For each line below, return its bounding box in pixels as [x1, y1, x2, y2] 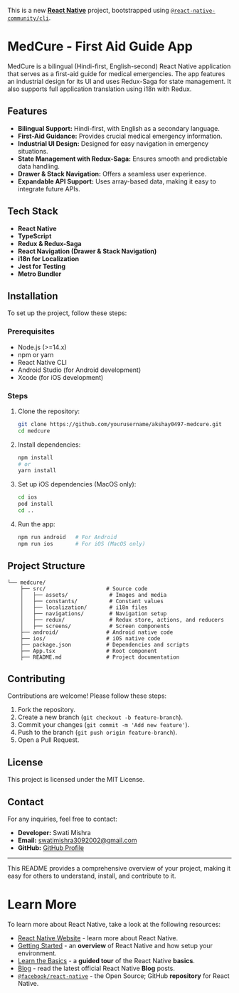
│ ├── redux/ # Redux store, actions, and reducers [20, 616, 224, 623]
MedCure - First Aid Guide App [7, 38, 193, 55]
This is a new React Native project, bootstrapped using [7, 6, 169, 14]
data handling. [17, 161, 60, 170]
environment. [17, 949, 57, 957]
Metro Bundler [17, 270, 62, 278]
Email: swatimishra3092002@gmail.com [17, 836, 137, 844]
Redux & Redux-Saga [17, 239, 82, 248]
